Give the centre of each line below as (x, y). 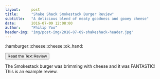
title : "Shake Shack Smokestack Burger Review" (60, 14)
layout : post (23, 10)
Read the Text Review (27, 56)
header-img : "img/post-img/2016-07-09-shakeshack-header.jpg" (69, 32)
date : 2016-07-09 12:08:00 (39, 23)
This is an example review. (32, 71)
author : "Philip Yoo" (31, 28)
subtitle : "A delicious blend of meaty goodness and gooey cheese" (77, 19)
